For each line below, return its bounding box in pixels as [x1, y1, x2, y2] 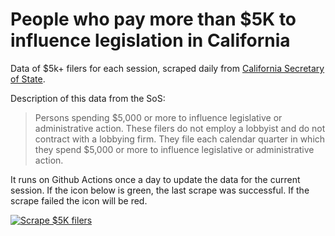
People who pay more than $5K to [10, 8, 297, 31]
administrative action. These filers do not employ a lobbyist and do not [34, 122, 326, 134]
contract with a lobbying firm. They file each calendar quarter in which [34, 133, 326, 145]
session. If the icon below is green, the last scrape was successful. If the [10, 184, 310, 196]
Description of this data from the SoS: [10, 92, 166, 104]
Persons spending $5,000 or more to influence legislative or [34, 111, 283, 123]
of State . [10, 73, 46, 85]
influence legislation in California [10, 29, 291, 52]
